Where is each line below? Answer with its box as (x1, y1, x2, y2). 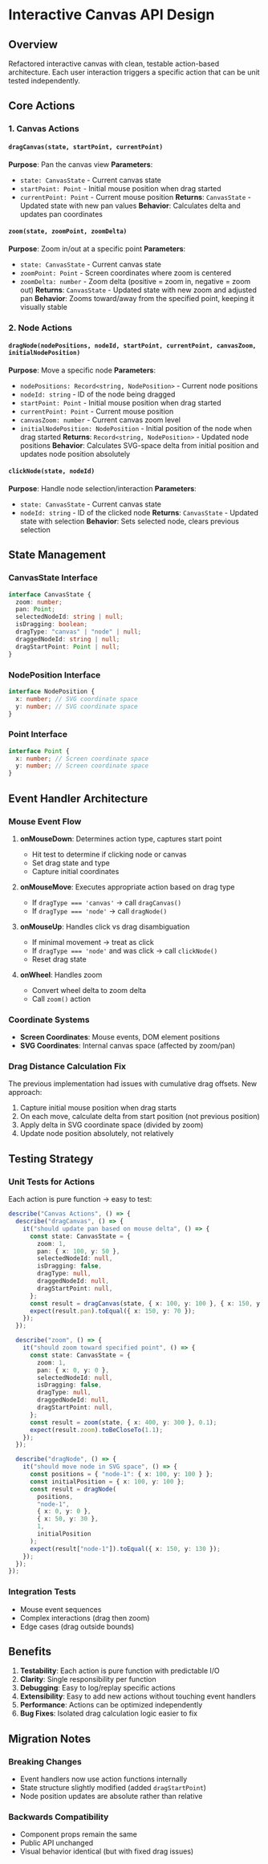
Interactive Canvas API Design (8, 6, 215, 24)
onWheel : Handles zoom (19, 970, 103, 979)
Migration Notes (8, 1732, 91, 1745)
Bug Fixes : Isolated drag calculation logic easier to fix (19, 1708, 198, 1719)
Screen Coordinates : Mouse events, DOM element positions (19, 1032, 221, 1042)
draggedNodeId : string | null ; (15, 635, 120, 643)
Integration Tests (8, 1586, 76, 1597)
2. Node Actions (8, 322, 72, 333)
